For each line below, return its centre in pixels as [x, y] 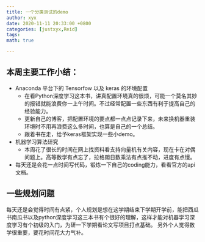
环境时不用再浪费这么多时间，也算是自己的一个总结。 [91, 126]
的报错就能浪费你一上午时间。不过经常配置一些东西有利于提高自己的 [110, 103]
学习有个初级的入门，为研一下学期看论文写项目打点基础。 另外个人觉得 [100, 225]
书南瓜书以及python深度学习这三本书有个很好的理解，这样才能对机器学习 [98, 217]
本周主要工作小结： [42, 72]
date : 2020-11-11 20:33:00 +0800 [49, 23]
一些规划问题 [31, 194]
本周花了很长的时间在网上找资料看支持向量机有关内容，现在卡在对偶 [110, 149]
